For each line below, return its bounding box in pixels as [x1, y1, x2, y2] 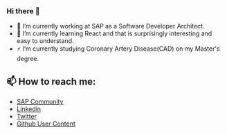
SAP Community [16, 97, 64, 106]
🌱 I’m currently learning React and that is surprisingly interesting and [16, 29, 212, 37]
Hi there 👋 [6, 6, 41, 16]
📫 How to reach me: [6, 76, 96, 87]
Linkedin [16, 105, 42, 113]
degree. [16, 55, 39, 63]
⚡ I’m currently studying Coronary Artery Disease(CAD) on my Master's [16, 44, 220, 53]
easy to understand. [16, 37, 74, 45]
